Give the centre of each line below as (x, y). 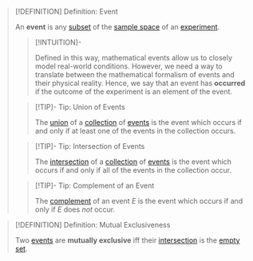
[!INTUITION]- (58, 42)
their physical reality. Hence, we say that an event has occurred (140, 83)
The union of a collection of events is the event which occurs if (138, 122)
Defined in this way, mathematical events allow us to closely (134, 58)
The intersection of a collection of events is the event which (133, 162)
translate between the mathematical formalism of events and (134, 74)
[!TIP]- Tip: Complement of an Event (95, 185)
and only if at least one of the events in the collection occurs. (135, 131)
